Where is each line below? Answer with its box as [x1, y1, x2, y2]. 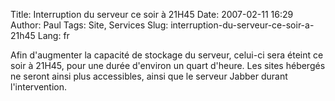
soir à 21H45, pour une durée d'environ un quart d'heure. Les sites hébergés [10, 60, 326, 71]
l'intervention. [10, 81, 68, 93]
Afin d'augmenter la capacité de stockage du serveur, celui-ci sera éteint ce [10, 49, 324, 61]
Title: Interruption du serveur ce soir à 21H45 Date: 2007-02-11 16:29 [10, 9, 294, 20]
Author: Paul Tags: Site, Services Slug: [10, 19, 169, 31]
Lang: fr [37, 30, 70, 41]
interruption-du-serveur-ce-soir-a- [170, 19, 315, 31]
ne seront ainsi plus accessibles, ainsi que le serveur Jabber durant [10, 70, 288, 82]
